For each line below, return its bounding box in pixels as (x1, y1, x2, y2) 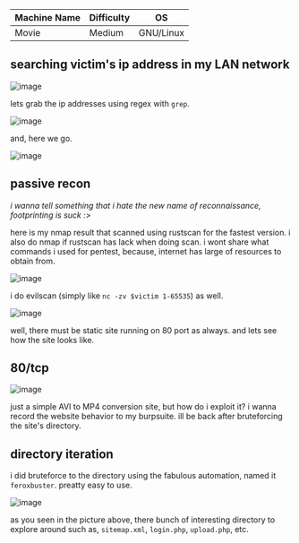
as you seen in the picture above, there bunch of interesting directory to (10, 514, 276, 525)
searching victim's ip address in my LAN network (10, 57, 290, 73)
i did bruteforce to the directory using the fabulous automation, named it (10, 470, 277, 481)
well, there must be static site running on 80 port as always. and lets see (10, 324, 278, 335)
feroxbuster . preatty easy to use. (10, 479, 132, 491)
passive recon (10, 177, 91, 192)
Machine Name (14, 12, 81, 23)
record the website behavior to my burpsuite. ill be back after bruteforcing (10, 411, 283, 422)
